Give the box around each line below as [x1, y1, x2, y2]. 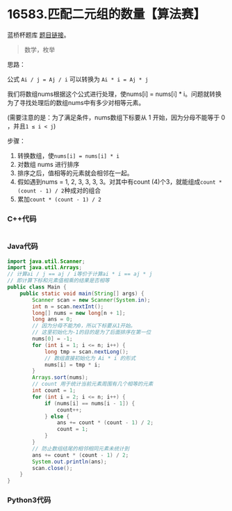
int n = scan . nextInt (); [32, 303, 104, 310]
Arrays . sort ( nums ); [32, 374, 89, 381]
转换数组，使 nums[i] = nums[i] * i [17, 151, 120, 160]
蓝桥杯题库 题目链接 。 [7, 31, 70, 39]
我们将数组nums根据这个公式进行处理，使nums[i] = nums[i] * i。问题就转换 [7, 90, 222, 98]
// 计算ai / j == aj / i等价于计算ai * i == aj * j [7, 270, 153, 278]
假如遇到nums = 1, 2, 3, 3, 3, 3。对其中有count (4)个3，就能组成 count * [17, 177, 222, 186]
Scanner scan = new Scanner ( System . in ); [32, 296, 151, 303]
